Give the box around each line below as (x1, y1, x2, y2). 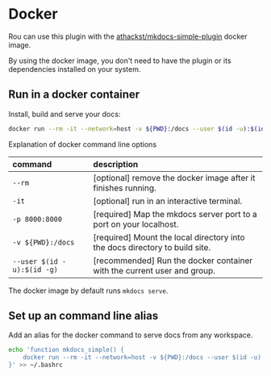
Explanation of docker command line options (8, 139, 157, 149)
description (93, 158, 139, 169)
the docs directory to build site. (93, 241, 211, 253)
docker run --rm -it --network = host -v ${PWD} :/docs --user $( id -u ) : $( (8, 124, 258, 133)
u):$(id (12, 265, 42, 274)
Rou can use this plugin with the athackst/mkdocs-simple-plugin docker (8, 31, 248, 41)
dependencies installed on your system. (8, 64, 141, 73)
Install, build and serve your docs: (8, 109, 121, 119)
